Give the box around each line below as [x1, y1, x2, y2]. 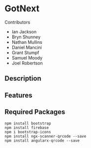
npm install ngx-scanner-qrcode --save [4, 134, 87, 139]
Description [4, 74, 41, 83]
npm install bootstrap [4, 121, 51, 126]
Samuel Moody [11, 55, 43, 60]
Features [4, 91, 32, 99]
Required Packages [4, 108, 65, 116]
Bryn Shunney [11, 34, 41, 40]
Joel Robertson [11, 60, 43, 66]
